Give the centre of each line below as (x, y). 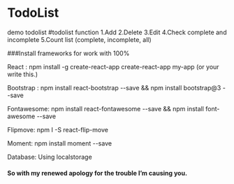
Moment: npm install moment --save (60, 143)
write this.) (23, 74)
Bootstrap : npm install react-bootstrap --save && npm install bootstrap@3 (114, 87)
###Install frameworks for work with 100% (68, 53)
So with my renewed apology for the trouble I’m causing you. (97, 173)
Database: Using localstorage (50, 157)
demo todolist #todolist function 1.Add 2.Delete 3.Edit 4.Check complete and (117, 32)
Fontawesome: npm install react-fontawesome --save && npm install (106, 108)
